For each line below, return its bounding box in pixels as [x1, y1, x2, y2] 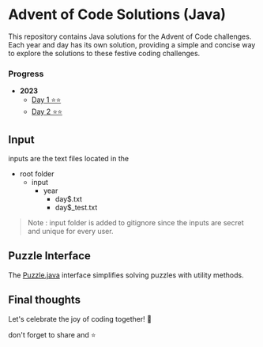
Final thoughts [8, 293, 81, 307]
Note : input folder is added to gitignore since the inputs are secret [27, 218, 245, 228]
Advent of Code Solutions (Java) [8, 6, 227, 24]
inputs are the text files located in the [8, 154, 129, 164]
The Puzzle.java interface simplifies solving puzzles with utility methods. [8, 270, 244, 280]
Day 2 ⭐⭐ [31, 107, 63, 116]
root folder [19, 169, 54, 179]
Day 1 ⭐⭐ [31, 95, 62, 104]
